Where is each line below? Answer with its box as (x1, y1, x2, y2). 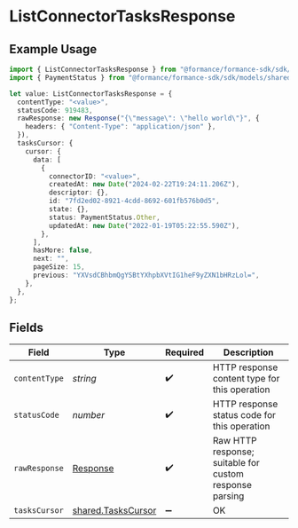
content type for (212, 373, 280, 385)
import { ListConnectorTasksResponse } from (9, 65, 176, 74)
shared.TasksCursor (72, 504, 157, 516)
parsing (212, 490, 245, 502)
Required (165, 346, 205, 359)
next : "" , (32, 255, 69, 264)
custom (212, 468, 244, 480)
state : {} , (48, 205, 90, 214)
